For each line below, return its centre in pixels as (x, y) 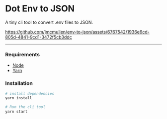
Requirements (23, 54)
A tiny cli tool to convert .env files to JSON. (49, 22)
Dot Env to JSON (40, 9)
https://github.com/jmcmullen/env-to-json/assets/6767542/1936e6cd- (78, 32)
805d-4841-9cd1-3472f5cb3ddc (39, 37)
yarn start (16, 112)
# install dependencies (30, 94)
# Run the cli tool (25, 107)
